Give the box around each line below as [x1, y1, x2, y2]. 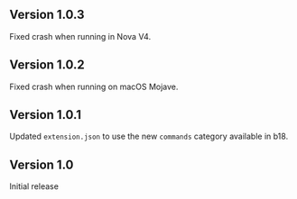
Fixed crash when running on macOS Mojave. [9, 81, 179, 92]
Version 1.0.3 [9, 7, 85, 23]
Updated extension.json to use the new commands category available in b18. [9, 131, 289, 142]
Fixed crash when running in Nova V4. [9, 31, 152, 41]
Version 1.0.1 [9, 107, 82, 122]
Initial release [9, 181, 59, 192]
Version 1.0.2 [9, 58, 86, 73]
